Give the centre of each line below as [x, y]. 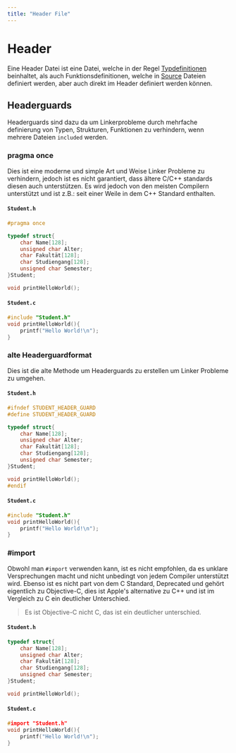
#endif [17, 486]
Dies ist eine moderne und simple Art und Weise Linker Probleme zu [106, 171]
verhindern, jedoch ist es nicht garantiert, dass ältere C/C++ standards [110, 178]
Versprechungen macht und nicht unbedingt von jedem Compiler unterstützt [118, 576]
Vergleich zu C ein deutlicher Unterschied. [69, 598]
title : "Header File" [39, 14]
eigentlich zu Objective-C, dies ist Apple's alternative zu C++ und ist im [111, 591]
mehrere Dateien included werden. [58, 137]
